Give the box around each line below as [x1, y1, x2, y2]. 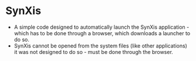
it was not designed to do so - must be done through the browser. [13, 48, 174, 55]
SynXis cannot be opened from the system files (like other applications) [13, 42, 187, 49]
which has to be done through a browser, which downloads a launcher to [13, 29, 191, 36]
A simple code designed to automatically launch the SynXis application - [13, 23, 190, 30]
